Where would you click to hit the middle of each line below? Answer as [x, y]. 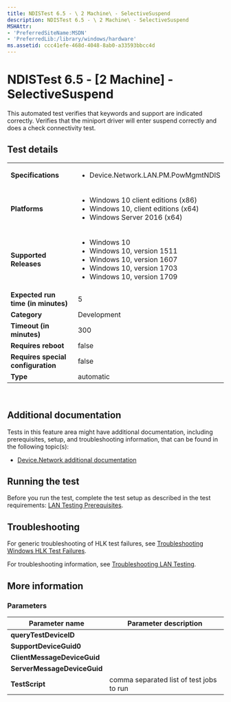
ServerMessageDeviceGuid [57, 668]
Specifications [35, 175]
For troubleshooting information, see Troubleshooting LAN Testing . [102, 564]
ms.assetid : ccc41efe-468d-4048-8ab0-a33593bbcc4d [81, 45]
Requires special [38, 357]
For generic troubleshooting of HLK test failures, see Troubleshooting [106, 544]
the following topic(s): [38, 446]
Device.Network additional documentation [77, 460]
